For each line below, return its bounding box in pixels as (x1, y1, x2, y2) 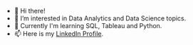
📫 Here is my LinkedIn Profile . (14, 30, 104, 38)
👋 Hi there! (14, 7, 46, 15)
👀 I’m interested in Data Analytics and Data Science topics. (14, 14, 187, 22)
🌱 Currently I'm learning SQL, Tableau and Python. (14, 22, 162, 30)
